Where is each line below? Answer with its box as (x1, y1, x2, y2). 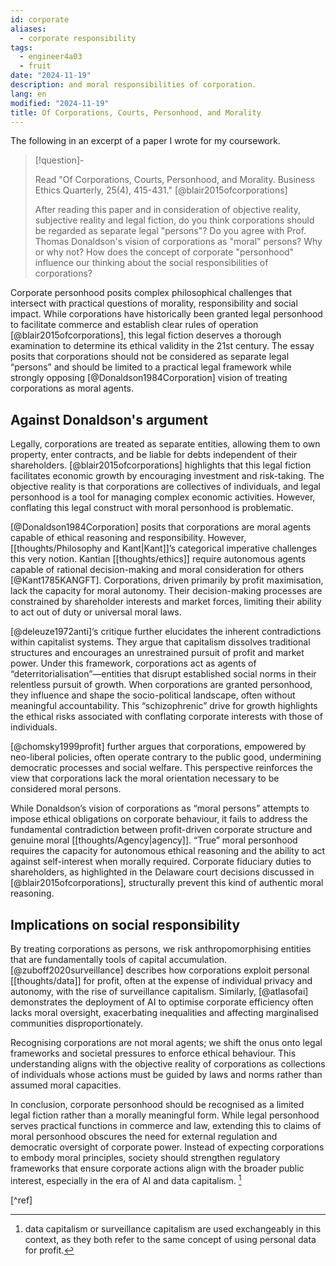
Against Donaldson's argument (10, 411, 209, 428)
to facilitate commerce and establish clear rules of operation (10, 319, 259, 331)
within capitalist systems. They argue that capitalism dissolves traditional (10, 636, 311, 648)
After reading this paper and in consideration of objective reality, (34, 204, 301, 216)
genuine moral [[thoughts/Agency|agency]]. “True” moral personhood (10, 834, 298, 846)
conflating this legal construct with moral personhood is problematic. (10, 502, 294, 514)
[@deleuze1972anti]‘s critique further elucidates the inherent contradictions (10, 626, 322, 638)
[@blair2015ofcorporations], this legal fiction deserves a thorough (10, 329, 282, 341)
